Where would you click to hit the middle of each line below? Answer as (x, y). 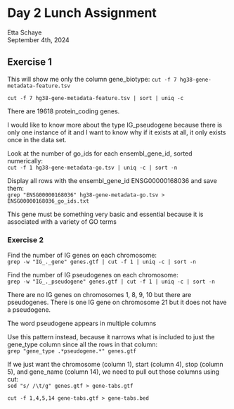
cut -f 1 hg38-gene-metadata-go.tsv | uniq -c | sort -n (92, 168)
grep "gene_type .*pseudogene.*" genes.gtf (72, 351)
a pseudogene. (29, 310)
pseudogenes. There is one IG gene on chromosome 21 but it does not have (117, 302)
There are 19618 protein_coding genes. (64, 111)
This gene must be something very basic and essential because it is (105, 214)
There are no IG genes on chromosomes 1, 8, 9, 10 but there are (99, 295)
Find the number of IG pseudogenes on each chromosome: (93, 275)
